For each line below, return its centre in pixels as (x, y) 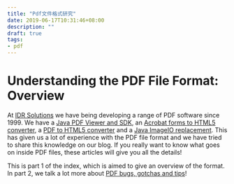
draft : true (24, 33)
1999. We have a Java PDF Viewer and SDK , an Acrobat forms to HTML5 (111, 122)
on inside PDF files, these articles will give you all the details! (95, 152)
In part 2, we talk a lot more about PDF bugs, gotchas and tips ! (97, 173)
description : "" (31, 27)
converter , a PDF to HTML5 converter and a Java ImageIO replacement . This (117, 129)
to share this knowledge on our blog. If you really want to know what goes (114, 145)
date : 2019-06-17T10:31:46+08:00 (56, 20)
